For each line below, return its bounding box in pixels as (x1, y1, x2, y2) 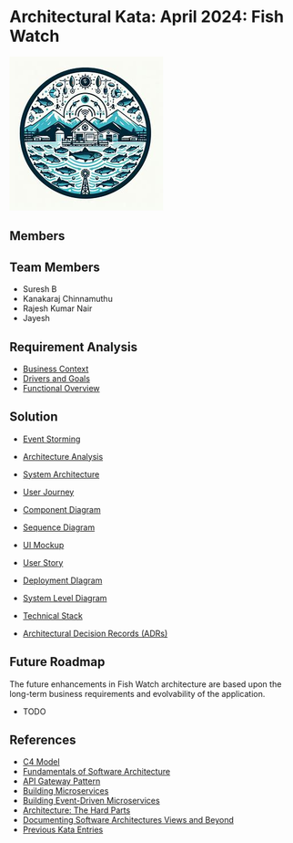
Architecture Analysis (22, 451, 104, 462)
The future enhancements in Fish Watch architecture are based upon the (9, 678, 282, 690)
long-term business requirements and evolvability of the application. (9, 688, 266, 699)
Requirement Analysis (9, 339, 138, 355)
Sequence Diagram (22, 522, 96, 533)
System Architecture (22, 468, 100, 480)
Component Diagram (22, 504, 102, 515)
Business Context (22, 363, 89, 374)
